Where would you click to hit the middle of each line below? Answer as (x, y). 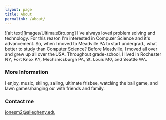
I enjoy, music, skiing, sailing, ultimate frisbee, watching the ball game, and (81, 83)
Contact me (20, 101)
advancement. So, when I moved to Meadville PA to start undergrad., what (81, 44)
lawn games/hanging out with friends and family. (55, 88)
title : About (19, 14)
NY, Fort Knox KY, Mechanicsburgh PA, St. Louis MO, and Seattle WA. (76, 60)
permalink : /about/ (25, 19)
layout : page (19, 10)
